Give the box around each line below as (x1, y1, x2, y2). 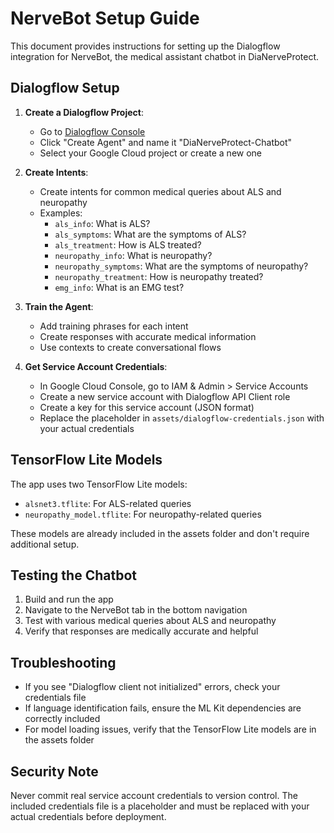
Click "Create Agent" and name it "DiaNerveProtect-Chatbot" (39, 136, 293, 148)
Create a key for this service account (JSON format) (39, 401, 255, 413)
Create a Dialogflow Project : (24, 106, 145, 118)
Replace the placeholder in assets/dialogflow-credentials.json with (39, 412, 325, 424)
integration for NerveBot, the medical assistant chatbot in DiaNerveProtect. (10, 50, 320, 62)
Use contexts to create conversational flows (39, 341, 222, 353)
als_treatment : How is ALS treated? (54, 238, 202, 251)
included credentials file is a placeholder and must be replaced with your (10, 800, 310, 812)
